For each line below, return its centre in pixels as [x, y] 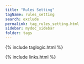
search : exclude [22, 19]
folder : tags [19, 33]
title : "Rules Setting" [30, 10]
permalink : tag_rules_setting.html [42, 24]
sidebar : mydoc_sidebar [30, 28]
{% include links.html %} [30, 57]
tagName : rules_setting [30, 14]
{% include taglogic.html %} [34, 47]
